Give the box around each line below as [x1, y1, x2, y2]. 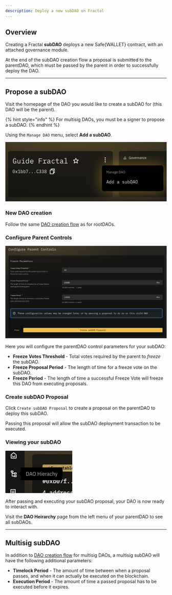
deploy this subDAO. [5, 410, 49, 417]
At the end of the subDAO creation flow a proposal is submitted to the [5, 57, 152, 63]
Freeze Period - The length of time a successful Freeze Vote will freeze [12, 375, 164, 381]
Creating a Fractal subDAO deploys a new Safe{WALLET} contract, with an [5, 42, 163, 48]
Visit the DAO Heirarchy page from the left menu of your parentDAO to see [5, 513, 163, 520]
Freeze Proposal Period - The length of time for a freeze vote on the [12, 364, 157, 370]
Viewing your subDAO [5, 439, 61, 446]
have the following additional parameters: [5, 558, 93, 564]
